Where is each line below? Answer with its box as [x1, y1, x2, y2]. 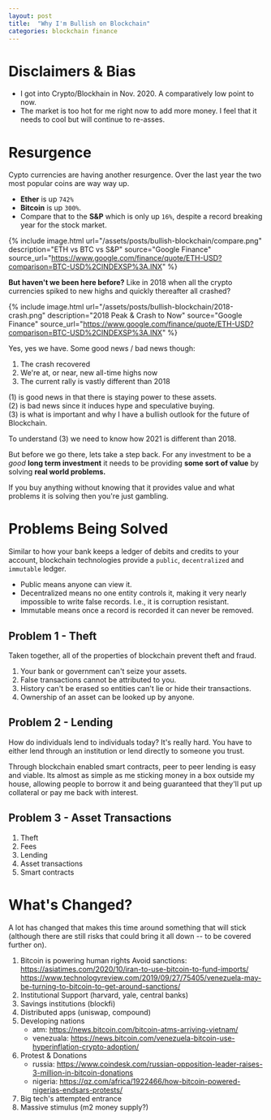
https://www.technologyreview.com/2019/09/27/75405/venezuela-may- [19, 972, 262, 983]
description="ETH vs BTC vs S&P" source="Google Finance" [8, 244, 212, 254]
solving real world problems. [8, 467, 106, 477]
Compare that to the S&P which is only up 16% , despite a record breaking [19, 212, 263, 222]
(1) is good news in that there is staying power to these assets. [8, 392, 217, 402]
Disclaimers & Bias [8, 62, 136, 80]
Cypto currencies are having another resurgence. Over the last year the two [8, 170, 262, 179]
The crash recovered [19, 359, 91, 370]
